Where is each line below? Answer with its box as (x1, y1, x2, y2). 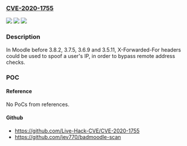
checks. (6, 59, 25, 66)
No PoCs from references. (6, 101, 69, 108)
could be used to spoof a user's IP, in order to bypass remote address (6, 52, 175, 59)
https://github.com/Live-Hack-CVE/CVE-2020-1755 (14, 127, 140, 134)
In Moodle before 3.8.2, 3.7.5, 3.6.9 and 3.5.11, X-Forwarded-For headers (6, 46, 181, 53)
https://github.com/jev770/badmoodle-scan (14, 133, 122, 140)
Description (6, 33, 41, 41)
